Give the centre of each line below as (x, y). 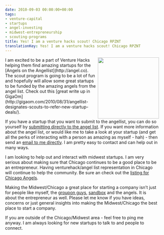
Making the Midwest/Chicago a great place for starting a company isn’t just (81, 187)
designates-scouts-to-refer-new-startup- (47, 107)
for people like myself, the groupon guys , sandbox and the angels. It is (76, 192)
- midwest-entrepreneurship (34, 32)
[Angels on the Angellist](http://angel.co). (47, 70)
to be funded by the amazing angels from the (51, 86)
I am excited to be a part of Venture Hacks (48, 60)
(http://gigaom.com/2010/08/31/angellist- (47, 101)
